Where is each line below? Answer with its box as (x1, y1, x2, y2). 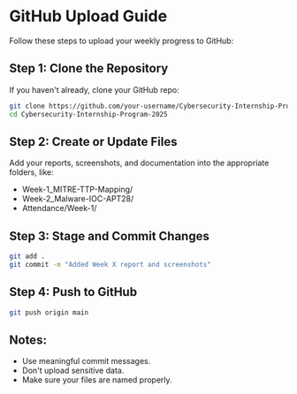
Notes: (9, 332, 47, 347)
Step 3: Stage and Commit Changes (9, 228, 209, 244)
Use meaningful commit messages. (21, 356, 151, 367)
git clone (9, 102, 46, 110)
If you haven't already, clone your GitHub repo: (9, 84, 179, 95)
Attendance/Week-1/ (21, 203, 97, 214)
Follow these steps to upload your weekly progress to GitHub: (9, 35, 234, 46)
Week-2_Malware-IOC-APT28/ (21, 193, 134, 204)
